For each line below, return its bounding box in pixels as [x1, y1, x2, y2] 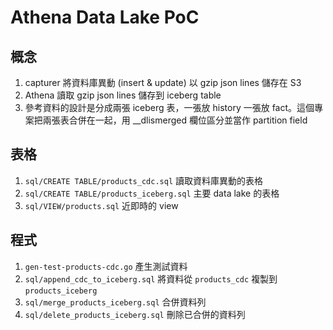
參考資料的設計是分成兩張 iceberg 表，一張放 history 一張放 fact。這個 [24, 102, 315, 113]
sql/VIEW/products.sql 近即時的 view [24, 199, 179, 211]
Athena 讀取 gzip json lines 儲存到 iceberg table [24, 89, 222, 101]
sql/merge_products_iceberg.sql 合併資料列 [24, 296, 207, 308]
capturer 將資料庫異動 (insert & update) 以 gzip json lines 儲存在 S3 [24, 77, 302, 88]
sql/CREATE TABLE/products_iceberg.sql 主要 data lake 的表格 [24, 187, 280, 199]
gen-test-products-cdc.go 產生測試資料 [24, 260, 188, 272]
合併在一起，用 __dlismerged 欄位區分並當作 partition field [68, 114, 308, 126]
